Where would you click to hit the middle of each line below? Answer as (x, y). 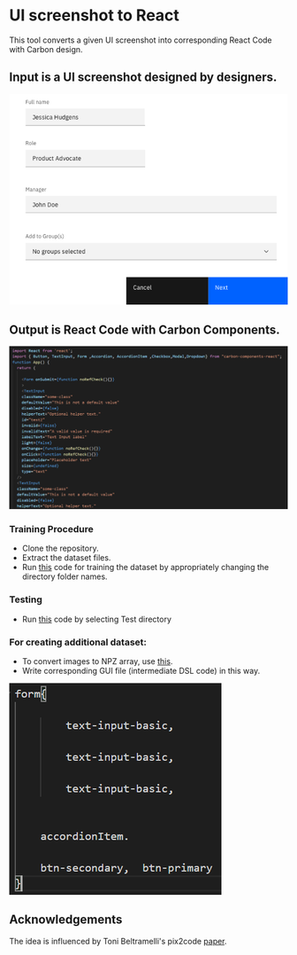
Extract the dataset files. (66, 558)
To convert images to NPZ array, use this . (97, 661)
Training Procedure (52, 529)
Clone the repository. (60, 548)
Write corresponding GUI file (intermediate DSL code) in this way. (141, 670)
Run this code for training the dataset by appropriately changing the (145, 568)
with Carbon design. (46, 49)
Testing (26, 599)
